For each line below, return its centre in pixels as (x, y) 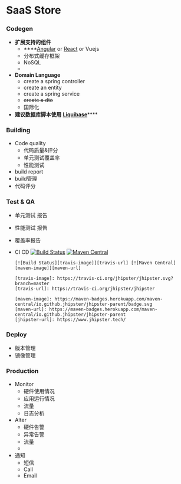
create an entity (42, 88)
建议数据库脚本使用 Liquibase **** (56, 115)
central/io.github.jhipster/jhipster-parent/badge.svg (83, 305)
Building (18, 130)
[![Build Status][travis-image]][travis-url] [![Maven (83, 263)
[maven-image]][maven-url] (48, 268)
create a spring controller (54, 81)
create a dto (38, 100)
